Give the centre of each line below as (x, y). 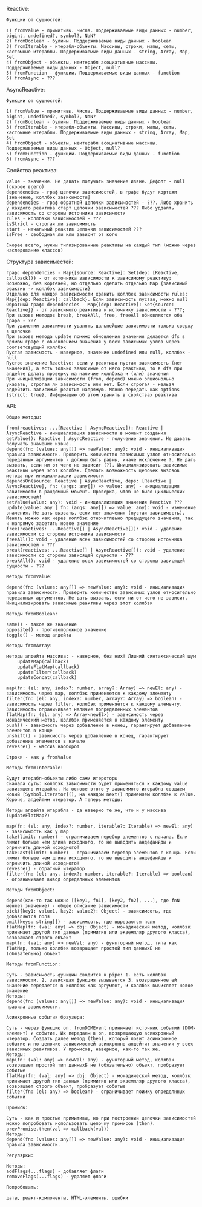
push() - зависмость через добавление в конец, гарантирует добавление (98, 725)
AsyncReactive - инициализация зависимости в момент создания (86, 433)
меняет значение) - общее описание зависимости (67, 906)
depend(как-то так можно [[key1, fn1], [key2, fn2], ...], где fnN (93, 901)
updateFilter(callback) (47, 672)
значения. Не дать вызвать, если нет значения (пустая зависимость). (96, 513)
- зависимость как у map (37, 831)
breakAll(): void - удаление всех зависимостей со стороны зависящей (96, 561)
